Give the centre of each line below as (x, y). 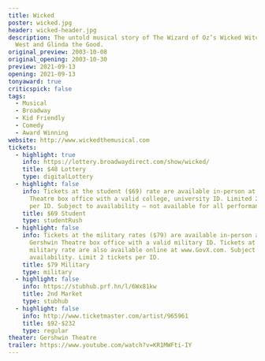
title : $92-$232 (49, 323)
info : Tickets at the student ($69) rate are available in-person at (139, 191)
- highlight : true (46, 154)
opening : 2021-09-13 (42, 74)
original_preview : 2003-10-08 (58, 52)
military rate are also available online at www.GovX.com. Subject (142, 250)
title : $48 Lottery (54, 169)
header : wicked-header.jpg (52, 30)
